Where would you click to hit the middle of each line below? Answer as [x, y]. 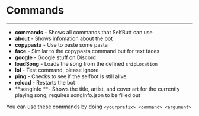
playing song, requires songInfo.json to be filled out [78, 95]
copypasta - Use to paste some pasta [61, 44]
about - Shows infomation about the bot [64, 38]
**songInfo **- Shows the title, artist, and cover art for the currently [97, 89]
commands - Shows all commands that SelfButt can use [84, 32]
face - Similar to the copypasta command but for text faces [87, 51]
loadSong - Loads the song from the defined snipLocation [86, 63]
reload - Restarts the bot [45, 82]
